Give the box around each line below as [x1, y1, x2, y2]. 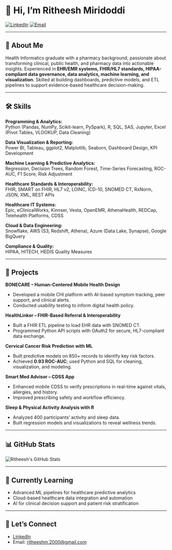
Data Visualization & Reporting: [5, 139, 73, 145]
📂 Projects [5, 268, 39, 277]
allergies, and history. [12, 389, 58, 395]
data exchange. [12, 333, 46, 339]
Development [5, 150, 34, 156]
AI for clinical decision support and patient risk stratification [12, 500, 139, 506]
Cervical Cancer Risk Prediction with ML [5, 343, 93, 349]
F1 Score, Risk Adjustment [17, 171, 73, 177]
